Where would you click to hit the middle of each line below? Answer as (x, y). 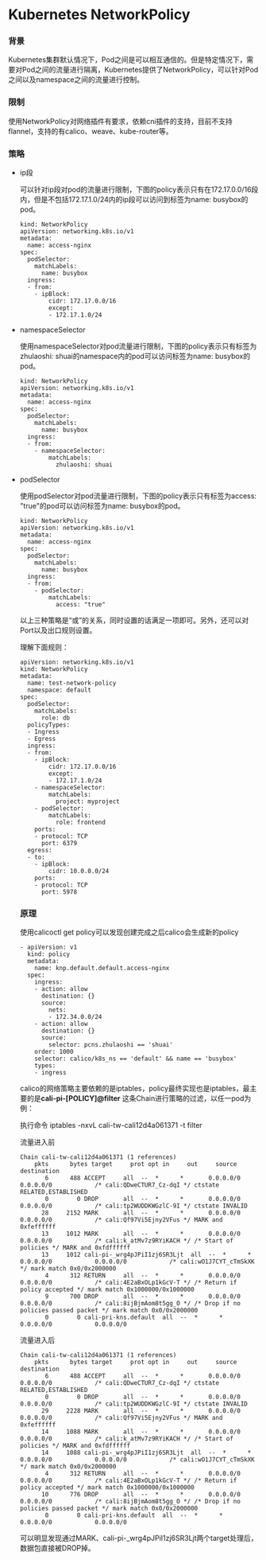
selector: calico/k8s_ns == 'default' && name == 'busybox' (136, 1059)
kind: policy (49, 954)
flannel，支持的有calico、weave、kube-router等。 (91, 131)
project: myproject (88, 801)
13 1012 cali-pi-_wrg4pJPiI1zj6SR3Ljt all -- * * (146, 1255)
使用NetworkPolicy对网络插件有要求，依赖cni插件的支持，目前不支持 (120, 121)
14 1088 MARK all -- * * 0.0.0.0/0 (141, 1432)
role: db (56, 718)
